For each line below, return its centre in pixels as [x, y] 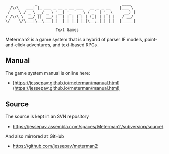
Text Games [67, 30]
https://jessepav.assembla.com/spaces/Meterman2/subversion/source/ [88, 126]
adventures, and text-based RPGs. [62, 45]
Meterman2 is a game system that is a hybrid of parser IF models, [75, 39]
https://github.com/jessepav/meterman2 [55, 146]
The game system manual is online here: [48, 73]
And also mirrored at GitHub [35, 136]
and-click [15, 45]
